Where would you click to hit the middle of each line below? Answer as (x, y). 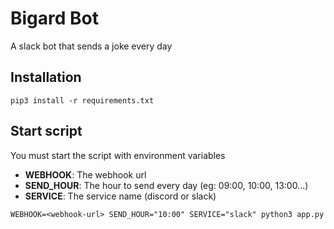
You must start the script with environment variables (118, 155)
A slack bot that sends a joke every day (91, 46)
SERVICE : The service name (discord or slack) (120, 196)
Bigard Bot (55, 18)
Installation (46, 77)
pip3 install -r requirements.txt (82, 100)
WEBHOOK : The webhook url (85, 174)
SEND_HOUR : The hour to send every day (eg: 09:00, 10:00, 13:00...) (166, 185)
